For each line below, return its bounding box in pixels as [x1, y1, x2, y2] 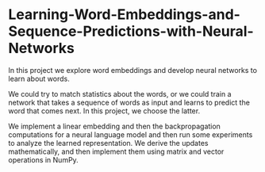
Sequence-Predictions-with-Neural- [8, 22, 254, 40]
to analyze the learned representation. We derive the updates [8, 138, 209, 147]
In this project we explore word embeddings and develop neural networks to [8, 65, 258, 75]
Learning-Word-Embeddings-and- [8, 6, 240, 24]
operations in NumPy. [8, 155, 79, 164]
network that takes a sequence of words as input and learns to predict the [8, 97, 250, 107]
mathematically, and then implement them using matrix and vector [8, 147, 225, 156]
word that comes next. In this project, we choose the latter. [8, 105, 201, 116]
